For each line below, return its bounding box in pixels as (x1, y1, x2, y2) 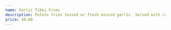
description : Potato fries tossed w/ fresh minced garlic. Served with (5, 12, 160, 17)
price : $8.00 (5, 17, 33, 22)
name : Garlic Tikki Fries (5, 7, 60, 13)
